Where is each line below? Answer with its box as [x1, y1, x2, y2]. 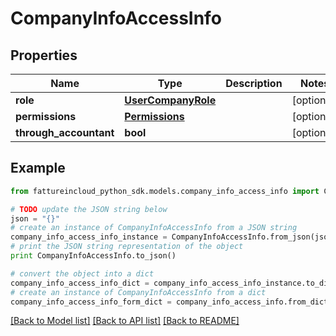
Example [10, 160, 66, 177]
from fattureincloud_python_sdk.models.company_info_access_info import [10, 186, 320, 196]
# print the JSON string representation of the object [10, 242, 244, 252]
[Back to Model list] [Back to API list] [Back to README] [10, 315, 240, 327]
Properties [10, 47, 78, 64]
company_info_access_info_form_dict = [10, 297, 172, 307]
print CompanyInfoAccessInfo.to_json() [10, 251, 177, 261]
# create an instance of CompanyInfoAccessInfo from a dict [10, 287, 267, 297]
